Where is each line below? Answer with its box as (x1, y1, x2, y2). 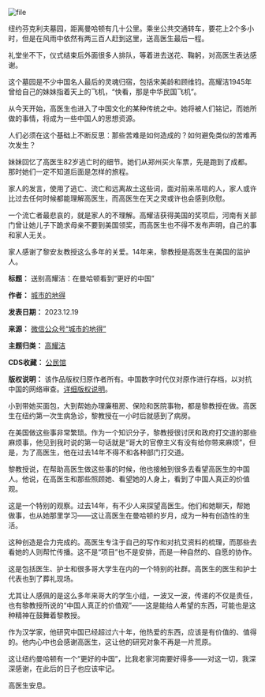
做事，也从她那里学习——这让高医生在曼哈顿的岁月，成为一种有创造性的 (8, 511, 243, 520)
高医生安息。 (8, 680, 50, 690)
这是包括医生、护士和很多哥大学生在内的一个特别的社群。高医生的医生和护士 (8, 564, 257, 573)
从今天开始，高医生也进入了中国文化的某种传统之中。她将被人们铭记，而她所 (8, 104, 257, 113)
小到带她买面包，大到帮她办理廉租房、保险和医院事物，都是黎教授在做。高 (8, 401, 250, 410)
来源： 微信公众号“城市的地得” (8, 324, 106, 333)
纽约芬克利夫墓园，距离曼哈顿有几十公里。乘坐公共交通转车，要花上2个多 (8, 24, 248, 33)
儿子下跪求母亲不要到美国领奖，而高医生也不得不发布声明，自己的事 (35, 220, 257, 229)
